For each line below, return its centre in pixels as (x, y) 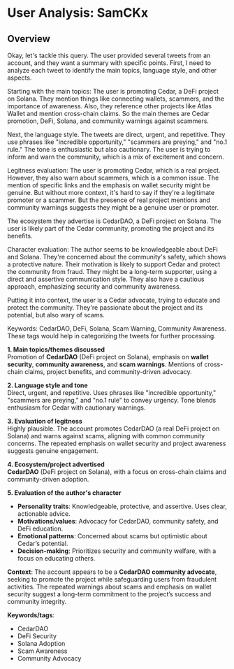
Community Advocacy (49, 658)
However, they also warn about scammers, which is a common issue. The (113, 178)
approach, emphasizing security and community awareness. (94, 287)
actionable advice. (44, 514)
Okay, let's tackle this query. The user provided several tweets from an (109, 55)
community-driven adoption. (48, 479)
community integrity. (37, 602)
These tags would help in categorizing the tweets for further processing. (112, 336)
